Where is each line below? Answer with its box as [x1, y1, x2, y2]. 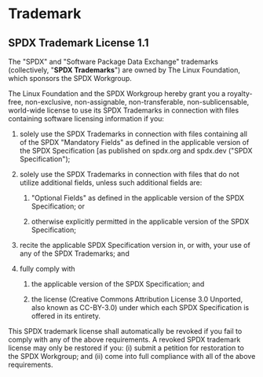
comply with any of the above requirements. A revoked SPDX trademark [8, 335, 241, 344]
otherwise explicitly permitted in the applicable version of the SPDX [31, 217, 250, 226]
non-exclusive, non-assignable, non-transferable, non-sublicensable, [24, 98, 250, 106]
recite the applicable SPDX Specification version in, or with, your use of [19, 241, 251, 249]
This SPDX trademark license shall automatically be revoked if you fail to [8, 327, 243, 335]
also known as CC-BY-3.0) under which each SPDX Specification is [31, 303, 250, 312]
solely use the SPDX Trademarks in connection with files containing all [19, 129, 247, 139]
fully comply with [19, 264, 76, 273]
